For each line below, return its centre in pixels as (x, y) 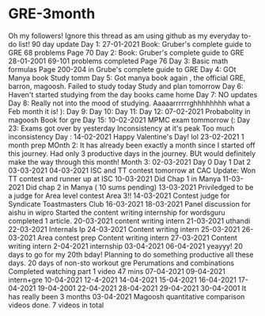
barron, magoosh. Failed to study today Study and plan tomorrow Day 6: (126, 86)
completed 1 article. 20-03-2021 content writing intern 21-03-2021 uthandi (129, 221)
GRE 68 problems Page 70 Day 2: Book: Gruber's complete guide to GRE (126, 52)
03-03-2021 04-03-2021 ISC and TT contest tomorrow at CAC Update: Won (132, 170)
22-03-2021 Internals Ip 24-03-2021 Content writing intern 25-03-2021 (124, 229)
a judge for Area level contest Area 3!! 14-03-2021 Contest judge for (119, 196)
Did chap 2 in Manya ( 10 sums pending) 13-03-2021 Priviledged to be (140, 187)
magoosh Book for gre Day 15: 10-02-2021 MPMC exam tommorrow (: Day (129, 120)
